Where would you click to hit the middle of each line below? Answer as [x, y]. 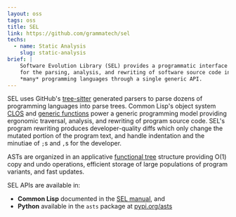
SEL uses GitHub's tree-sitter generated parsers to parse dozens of [105, 99]
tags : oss [22, 20]
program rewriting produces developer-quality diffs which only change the [115, 128]
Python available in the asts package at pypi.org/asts [95, 206]
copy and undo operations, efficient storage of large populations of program [118, 164]
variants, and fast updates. [46, 171]
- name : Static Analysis [50, 46]
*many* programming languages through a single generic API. [111, 79]
